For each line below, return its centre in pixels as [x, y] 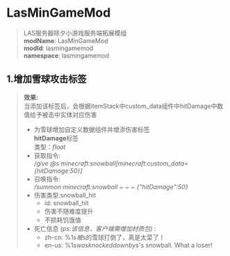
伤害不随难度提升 [69, 211]
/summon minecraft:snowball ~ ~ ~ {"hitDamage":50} [111, 186]
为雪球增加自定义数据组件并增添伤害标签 [92, 129]
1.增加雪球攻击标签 [47, 79]
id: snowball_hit [67, 202]
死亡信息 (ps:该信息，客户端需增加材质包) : [95, 228]
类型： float [50, 147]
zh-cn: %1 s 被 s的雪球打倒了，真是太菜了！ [105, 237]
